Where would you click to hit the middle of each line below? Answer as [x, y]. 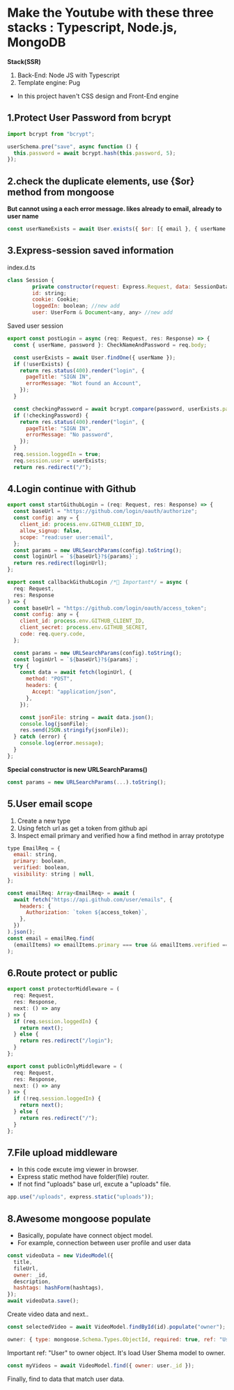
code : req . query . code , [53, 634]
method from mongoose [61, 192]
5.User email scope [50, 804]
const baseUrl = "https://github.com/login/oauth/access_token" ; [110, 608]
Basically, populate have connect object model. [85, 1235]
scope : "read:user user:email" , [67, 537]
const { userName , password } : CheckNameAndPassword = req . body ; [110, 345]
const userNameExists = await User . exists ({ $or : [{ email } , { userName [117, 229]
